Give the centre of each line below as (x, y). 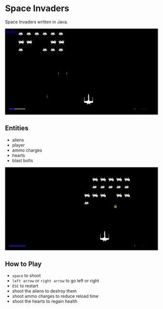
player (18, 145)
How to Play (24, 264)
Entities (17, 128)
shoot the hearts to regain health (45, 301)
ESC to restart (25, 286)
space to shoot (26, 276)
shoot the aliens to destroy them (44, 291)
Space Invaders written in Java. (37, 22)
